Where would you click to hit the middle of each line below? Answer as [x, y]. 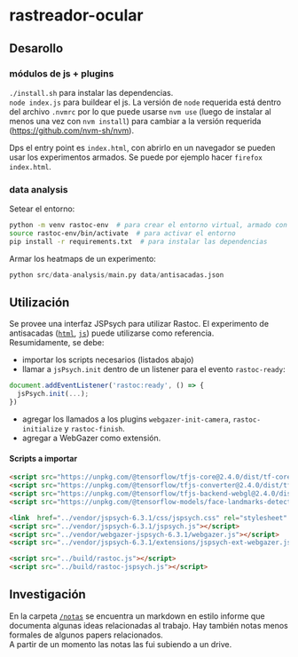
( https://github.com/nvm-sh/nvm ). [72, 131]
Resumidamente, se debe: [57, 343]
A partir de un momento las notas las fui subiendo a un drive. [121, 644]
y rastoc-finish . [95, 429]
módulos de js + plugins [62, 74]
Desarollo [36, 48]
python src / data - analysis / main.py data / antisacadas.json [117, 275]
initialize [42, 430]
